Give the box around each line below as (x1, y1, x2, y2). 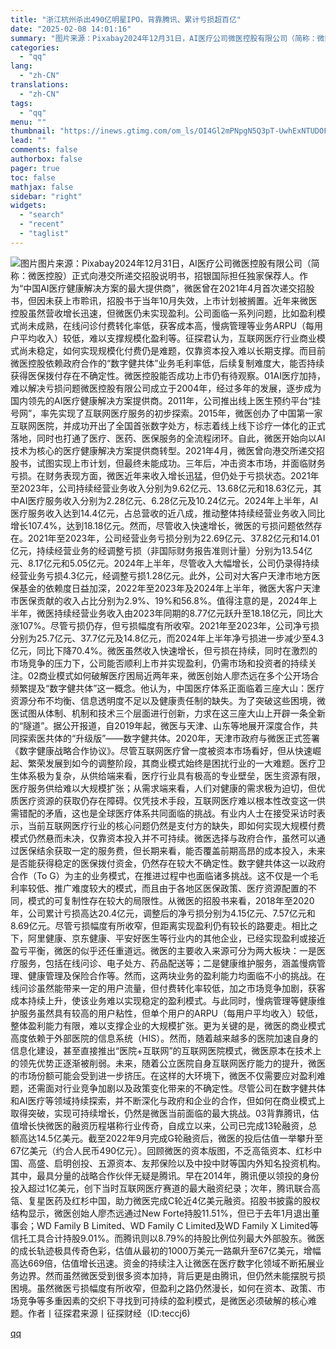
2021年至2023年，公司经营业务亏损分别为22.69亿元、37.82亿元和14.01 (27, 532, 320, 544)
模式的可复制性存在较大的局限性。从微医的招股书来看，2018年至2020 (27, 894, 315, 906)
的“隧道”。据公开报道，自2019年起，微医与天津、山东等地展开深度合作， (10, 719, 310, 731)
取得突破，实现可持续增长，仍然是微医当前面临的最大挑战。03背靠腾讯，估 (10, 1107, 320, 1119)
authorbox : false (10, 154, 83, 164)
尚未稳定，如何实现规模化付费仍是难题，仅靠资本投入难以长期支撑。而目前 (18, 344, 326, 356)
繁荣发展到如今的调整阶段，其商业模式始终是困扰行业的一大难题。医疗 (27, 757, 317, 769)
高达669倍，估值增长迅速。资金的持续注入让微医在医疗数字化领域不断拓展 (10, 1257, 317, 1269)
